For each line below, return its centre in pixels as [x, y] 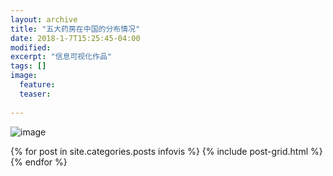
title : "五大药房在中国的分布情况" [75, 29]
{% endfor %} [39, 162]
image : [24, 76]
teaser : [35, 94]
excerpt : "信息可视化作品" [61, 57]
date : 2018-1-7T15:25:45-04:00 [75, 38]
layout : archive [44, 19]
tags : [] [28, 66]
